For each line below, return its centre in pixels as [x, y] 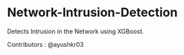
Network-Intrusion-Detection [92, 13]
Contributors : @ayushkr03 [45, 44]
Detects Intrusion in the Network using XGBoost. [76, 31]
